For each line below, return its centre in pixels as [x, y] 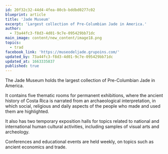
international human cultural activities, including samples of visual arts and [82, 127]
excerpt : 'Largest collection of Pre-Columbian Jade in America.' [76, 24]
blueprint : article [26, 15]
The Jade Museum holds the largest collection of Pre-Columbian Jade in [80, 81]
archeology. [18, 132]
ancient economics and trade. [36, 147]
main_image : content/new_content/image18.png [53, 38]
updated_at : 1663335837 [30, 61]
